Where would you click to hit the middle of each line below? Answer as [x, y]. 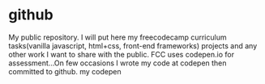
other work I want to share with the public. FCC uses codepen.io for [122, 54]
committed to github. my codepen [65, 71]
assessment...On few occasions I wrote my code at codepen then [118, 63]
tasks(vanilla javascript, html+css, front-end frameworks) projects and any [133, 45]
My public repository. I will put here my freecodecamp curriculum [118, 37]
